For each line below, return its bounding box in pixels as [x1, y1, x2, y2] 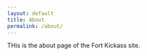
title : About [7, 16, 45, 23]
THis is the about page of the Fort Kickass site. [7, 42, 140, 50]
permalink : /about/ [7, 23, 63, 29]
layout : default [7, 10, 54, 17]
